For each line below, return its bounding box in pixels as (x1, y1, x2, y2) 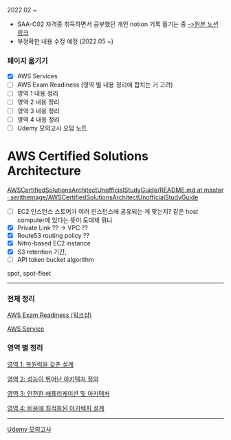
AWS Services (16, 72, 58, 80)
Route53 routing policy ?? (16, 231, 89, 239)
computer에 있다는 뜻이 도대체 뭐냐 (16, 216, 113, 224)
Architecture (7, 163, 81, 178)
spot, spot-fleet (7, 269, 52, 278)
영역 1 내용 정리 (16, 89, 58, 98)
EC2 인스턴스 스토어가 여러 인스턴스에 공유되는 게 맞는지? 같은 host (16, 207, 199, 215)
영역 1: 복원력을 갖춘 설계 (7, 360, 74, 368)
